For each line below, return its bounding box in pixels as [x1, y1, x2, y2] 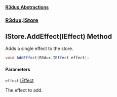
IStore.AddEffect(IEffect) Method [5, 32, 112, 40]
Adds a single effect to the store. [5, 45, 73, 52]
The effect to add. [5, 87, 43, 93]
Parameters [5, 66, 30, 72]
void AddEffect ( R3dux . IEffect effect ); [5, 56, 90, 61]
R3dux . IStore [5, 17, 38, 24]
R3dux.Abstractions [5, 4, 49, 10]
